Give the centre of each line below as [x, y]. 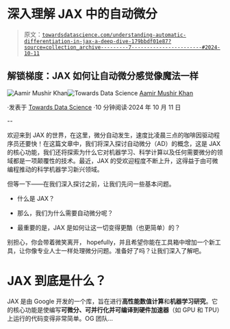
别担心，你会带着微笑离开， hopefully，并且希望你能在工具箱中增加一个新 [111, 242]
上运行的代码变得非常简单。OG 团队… [60, 318]
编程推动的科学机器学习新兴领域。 [55, 169]
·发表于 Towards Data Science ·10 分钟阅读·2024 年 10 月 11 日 [94, 107]
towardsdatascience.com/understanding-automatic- [114, 35]
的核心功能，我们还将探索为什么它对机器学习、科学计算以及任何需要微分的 [112, 152]
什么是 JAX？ [36, 198]
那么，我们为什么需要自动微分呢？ [65, 212]
